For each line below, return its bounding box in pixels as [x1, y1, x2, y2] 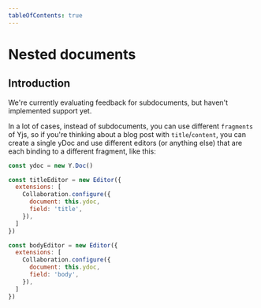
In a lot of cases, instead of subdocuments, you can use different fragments [8, 121, 254, 131]
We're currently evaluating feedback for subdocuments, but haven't [8, 98, 229, 107]
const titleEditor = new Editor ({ [8, 176, 122, 184]
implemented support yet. [8, 106, 92, 115]
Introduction [8, 76, 71, 91]
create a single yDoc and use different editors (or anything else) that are [8, 138, 243, 147]
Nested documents [8, 45, 136, 63]
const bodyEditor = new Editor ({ [8, 241, 118, 249]
